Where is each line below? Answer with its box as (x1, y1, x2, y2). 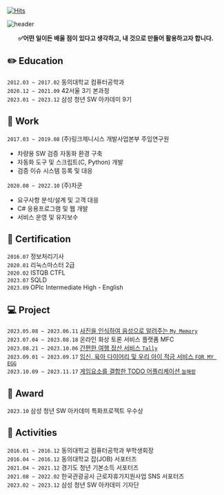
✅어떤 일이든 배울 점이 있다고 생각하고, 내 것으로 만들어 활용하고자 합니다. (18, 34, 214, 42)
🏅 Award (7, 388, 44, 399)
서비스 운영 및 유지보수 (17, 213, 79, 221)
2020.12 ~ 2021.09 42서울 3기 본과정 (7, 86, 110, 94)
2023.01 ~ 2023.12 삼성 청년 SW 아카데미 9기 (7, 95, 132, 103)
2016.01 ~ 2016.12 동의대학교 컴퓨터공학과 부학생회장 (7, 446, 154, 454)
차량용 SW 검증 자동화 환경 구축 (17, 149, 103, 158)
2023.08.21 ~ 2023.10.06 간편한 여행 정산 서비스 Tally (7, 344, 158, 352)
